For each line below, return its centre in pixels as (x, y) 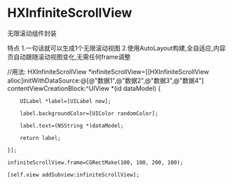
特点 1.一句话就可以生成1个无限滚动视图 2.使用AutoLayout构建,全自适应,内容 (116, 48)
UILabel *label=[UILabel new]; (66, 101)
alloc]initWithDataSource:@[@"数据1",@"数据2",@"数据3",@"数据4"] (106, 80)
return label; (40, 138)
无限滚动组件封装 (32, 33)
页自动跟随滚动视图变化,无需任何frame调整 (69, 57)
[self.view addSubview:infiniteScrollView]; (73, 174)
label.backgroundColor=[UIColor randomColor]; (89, 114)
